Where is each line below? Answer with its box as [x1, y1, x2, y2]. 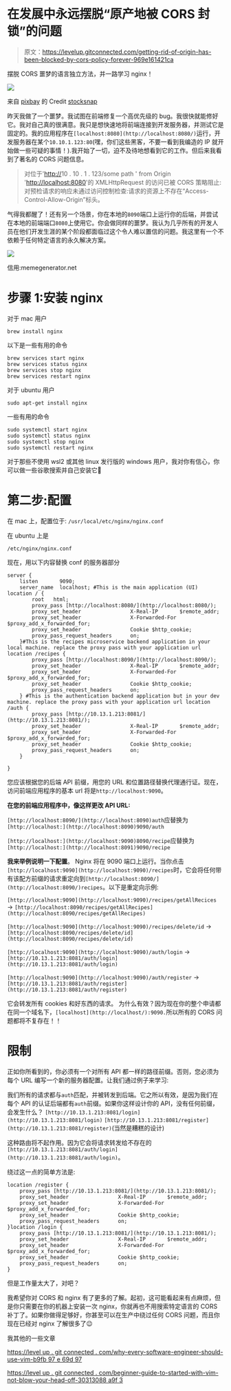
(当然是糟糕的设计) [111, 1124, 165, 1132]
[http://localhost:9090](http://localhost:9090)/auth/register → [7, 973, 199, 981]
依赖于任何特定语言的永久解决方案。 [7, 236, 110, 244]
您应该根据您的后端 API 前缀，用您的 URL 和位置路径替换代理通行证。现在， [7, 778, 222, 786]
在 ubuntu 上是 [7, 531, 49, 540]
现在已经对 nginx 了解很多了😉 [7, 1319, 93, 1328]
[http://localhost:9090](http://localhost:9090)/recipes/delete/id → [7, 922, 212, 931]
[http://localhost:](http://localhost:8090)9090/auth [7, 823, 165, 831]
